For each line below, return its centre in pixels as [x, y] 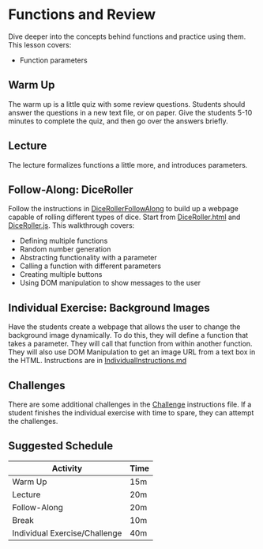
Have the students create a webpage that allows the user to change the [124, 327]
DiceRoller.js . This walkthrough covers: [71, 225]
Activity [67, 468]
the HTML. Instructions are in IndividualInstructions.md [98, 361]
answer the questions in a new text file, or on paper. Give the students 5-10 [130, 112]
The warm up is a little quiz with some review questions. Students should [127, 104]
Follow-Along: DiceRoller [71, 189]
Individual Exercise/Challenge [67, 533]
